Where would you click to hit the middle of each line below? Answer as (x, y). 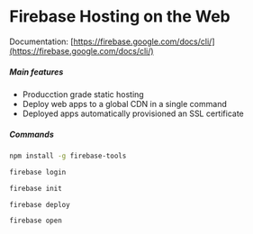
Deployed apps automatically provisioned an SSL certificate (133, 113)
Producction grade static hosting (83, 94)
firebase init (36, 188)
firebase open (36, 221)
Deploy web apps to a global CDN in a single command (124, 103)
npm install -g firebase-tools (68, 156)
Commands (32, 134)
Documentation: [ (41, 41)
